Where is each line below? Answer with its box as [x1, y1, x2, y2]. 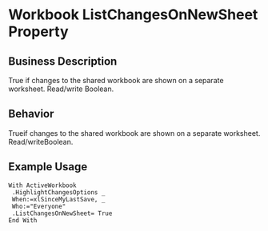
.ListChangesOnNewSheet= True [11, 209, 113, 217]
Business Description [8, 54, 118, 68]
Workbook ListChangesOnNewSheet [8, 6, 258, 24]
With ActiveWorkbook [8, 181, 78, 189]
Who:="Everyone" [11, 202, 66, 210]
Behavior [8, 107, 54, 121]
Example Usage [8, 160, 88, 173]
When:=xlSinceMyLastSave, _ [11, 195, 106, 203]
